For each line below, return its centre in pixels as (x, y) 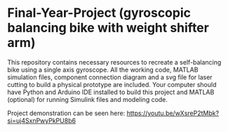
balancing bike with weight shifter (108, 28)
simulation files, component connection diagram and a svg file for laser (110, 77)
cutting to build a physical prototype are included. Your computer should (112, 84)
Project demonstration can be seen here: (66, 113)
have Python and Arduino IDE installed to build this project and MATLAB (111, 92)
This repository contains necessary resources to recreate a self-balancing (114, 62)
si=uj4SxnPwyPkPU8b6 (41, 120)
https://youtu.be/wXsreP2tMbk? (173, 113)
